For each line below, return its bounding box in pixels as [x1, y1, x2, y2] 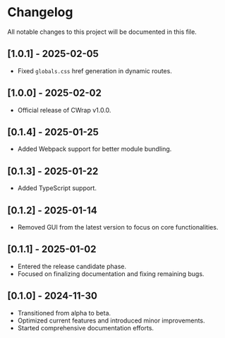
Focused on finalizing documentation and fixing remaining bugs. [17, 269, 205, 278]
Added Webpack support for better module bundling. [17, 145, 172, 154]
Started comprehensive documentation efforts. [17, 323, 154, 332]
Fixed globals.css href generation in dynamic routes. [17, 66, 173, 75]
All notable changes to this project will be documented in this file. [7, 27, 197, 36]
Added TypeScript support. [17, 184, 97, 192]
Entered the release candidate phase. [17, 262, 127, 270]
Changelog [7, 4, 73, 20]
